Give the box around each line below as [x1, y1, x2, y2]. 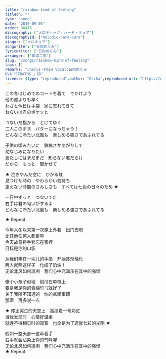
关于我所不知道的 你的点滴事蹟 [5, 291, 70, 297]
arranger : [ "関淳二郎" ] [5, 53, 51, 58]
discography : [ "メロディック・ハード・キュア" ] [5, 30, 94, 35]
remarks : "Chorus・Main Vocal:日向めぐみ [5, 67, 87, 72]
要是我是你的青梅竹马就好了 [5, 285, 62, 291]
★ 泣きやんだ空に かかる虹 [5, 171, 63, 177]
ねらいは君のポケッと [5, 109, 48, 115]
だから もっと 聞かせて [5, 161, 57, 167]
